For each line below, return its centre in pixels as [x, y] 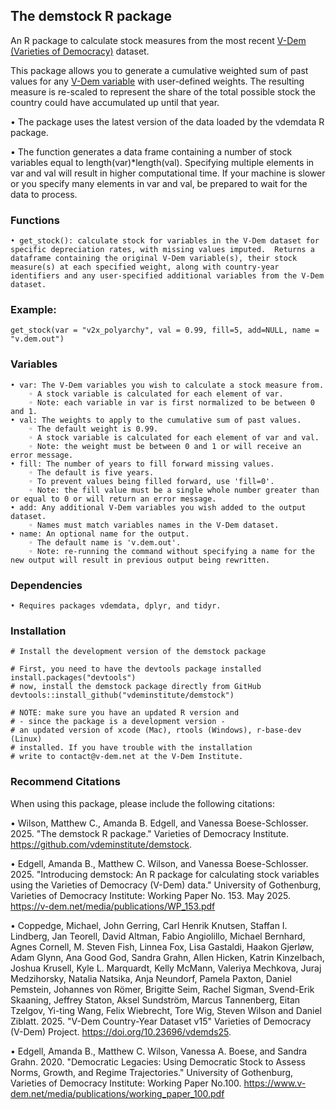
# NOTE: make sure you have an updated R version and [125, 713]
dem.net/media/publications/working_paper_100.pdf [117, 1093]
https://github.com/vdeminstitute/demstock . [101, 844]
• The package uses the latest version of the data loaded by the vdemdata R [167, 121]
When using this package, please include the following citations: [142, 803]
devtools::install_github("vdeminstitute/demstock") [122, 695]
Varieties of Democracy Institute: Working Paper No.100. [126, 1083]
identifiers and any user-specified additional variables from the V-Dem [167, 276]
